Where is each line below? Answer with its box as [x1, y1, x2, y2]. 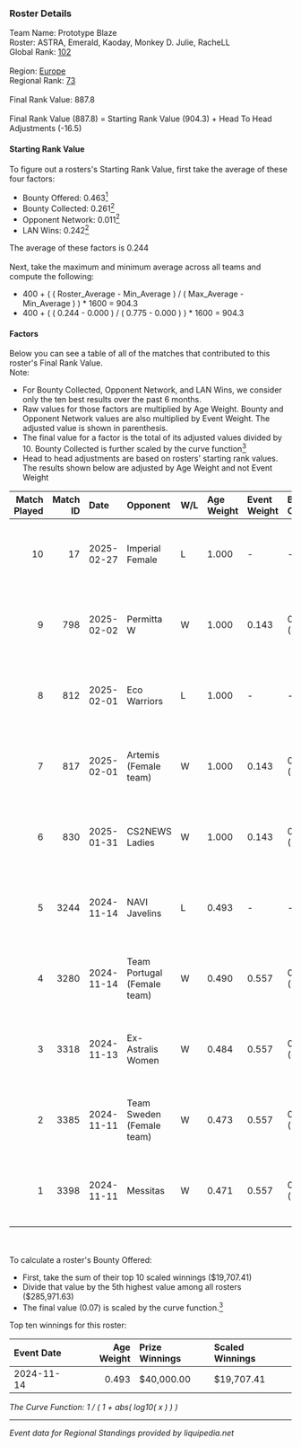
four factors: [9, 173, 56, 184]
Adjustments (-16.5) [9, 123, 82, 134]
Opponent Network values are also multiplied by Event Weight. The [21, 413, 271, 424]
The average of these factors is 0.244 [9, 243, 150, 253]
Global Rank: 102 [9, 47, 72, 57]
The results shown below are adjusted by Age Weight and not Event [21, 462, 273, 473]
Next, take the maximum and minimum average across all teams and [9, 261, 262, 272]
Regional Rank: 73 [9, 75, 76, 86]
